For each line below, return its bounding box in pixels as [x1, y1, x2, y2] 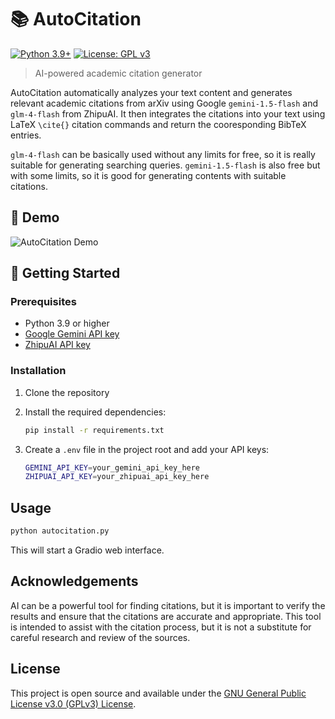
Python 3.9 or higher [24, 317, 110, 330]
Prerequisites [10, 295, 77, 309]
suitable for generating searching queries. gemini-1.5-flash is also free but [10, 159, 321, 171]
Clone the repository [24, 386, 110, 398]
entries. [10, 129, 42, 141]
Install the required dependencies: [24, 406, 167, 418]
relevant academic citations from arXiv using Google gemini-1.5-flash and [10, 97, 319, 109]
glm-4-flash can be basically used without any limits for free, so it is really [10, 148, 316, 160]
